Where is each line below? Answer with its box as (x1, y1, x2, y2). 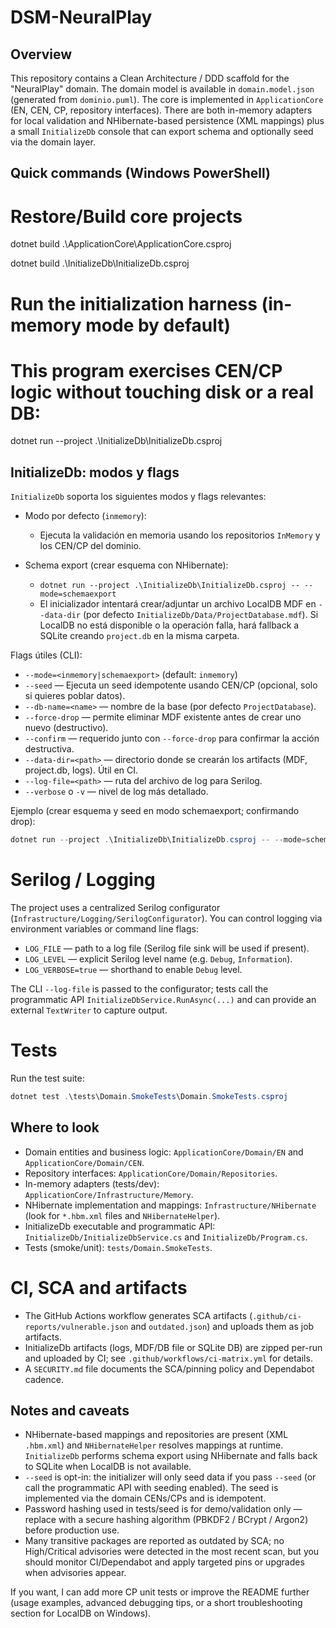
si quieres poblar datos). (24, 690, 126, 702)
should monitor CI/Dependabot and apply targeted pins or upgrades (24, 1556, 305, 1568)
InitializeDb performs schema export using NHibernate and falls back (24, 1450, 318, 1462)
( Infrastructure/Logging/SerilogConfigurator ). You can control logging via (10, 912, 323, 925)
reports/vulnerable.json (24, 1322, 129, 1332)
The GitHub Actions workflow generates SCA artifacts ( (24, 1309, 253, 1321)
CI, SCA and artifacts (10, 1276, 188, 1299)
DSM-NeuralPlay (10, 6, 153, 29)
